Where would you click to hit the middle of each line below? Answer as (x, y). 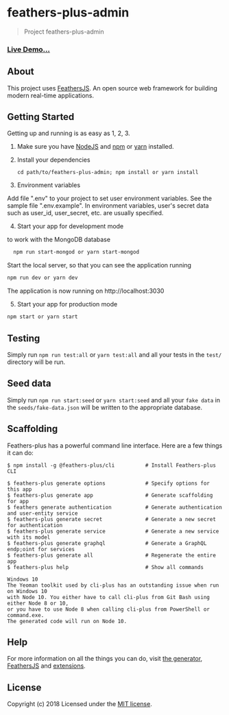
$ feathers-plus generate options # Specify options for (109, 483)
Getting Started (41, 117)
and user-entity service (43, 513)
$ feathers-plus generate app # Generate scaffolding (110, 495)
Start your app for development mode (70, 226)
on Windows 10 (27, 591)
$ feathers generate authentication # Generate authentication (115, 507)
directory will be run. (36, 362)
